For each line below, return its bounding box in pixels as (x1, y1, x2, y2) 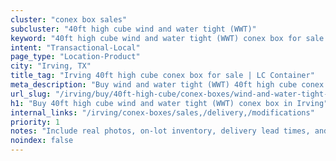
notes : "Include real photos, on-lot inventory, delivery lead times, (10, 126, 311, 136)
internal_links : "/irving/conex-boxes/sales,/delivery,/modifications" (10, 107, 315, 118)
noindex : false (10, 136, 74, 146)
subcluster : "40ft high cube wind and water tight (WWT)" (10, 24, 257, 34)
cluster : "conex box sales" (10, 14, 128, 25)
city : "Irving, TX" (10, 61, 92, 71)
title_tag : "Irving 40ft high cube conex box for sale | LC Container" (10, 71, 315, 81)
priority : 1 (10, 117, 60, 127)
